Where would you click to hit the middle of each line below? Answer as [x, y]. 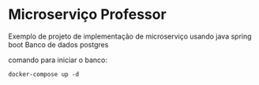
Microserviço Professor [88, 15]
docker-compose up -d [44, 74]
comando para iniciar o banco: [58, 60]
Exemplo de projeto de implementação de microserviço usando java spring [130, 36]
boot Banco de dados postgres [58, 44]
